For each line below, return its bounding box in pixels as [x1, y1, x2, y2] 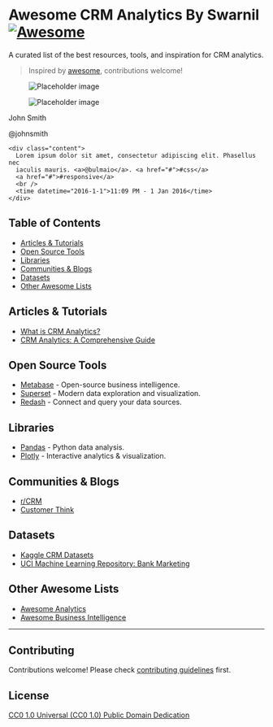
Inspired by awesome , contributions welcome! [28, 65, 183, 75]
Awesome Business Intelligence [19, 612, 127, 622]
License [8, 689, 50, 703]
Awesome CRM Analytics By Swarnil [8, 6, 260, 24]
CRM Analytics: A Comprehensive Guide [19, 335, 156, 345]
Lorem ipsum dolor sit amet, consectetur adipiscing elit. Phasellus [15, 151, 256, 159]
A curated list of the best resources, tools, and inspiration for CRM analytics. [8, 50, 264, 59]
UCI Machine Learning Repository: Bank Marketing [19, 559, 190, 568]
